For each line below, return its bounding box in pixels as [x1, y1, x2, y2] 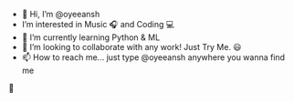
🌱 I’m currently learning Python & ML [21, 32, 161, 43]
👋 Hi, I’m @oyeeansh [21, 9, 100, 19]
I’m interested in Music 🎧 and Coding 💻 [21, 19, 175, 29]
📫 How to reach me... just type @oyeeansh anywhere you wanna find [21, 52, 285, 63]
